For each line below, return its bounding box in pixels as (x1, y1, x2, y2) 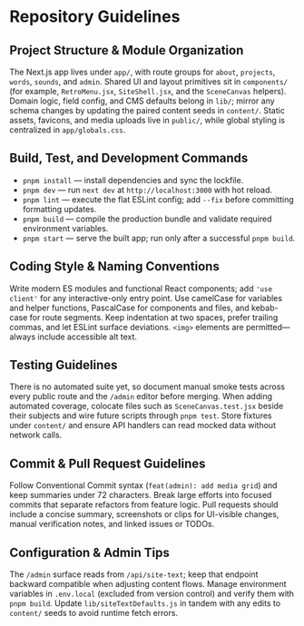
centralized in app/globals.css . (9, 124, 126, 135)
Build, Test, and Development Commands (9, 151, 249, 166)
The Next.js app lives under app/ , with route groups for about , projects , (9, 66, 276, 77)
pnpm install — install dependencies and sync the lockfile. (22, 174, 244, 185)
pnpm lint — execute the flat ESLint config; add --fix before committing (22, 193, 295, 205)
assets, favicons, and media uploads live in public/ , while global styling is (9, 115, 286, 125)
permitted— (245, 321, 290, 332)
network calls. (9, 429, 63, 441)
